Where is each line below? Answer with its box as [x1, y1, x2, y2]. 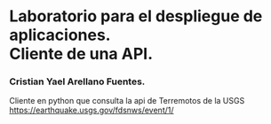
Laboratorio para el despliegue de [9, 6, 263, 27]
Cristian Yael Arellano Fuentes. [9, 75, 146, 88]
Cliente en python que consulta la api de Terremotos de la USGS [9, 96, 245, 106]
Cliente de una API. [9, 44, 154, 64]
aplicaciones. [9, 25, 111, 45]
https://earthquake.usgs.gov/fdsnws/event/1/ [9, 105, 174, 116]
